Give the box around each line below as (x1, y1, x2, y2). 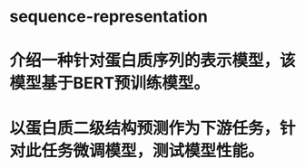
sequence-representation (9, 6, 209, 27)
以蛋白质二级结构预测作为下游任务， (9, 117, 280, 138)
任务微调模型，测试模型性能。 (41, 140, 265, 161)
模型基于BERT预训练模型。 (9, 73, 211, 94)
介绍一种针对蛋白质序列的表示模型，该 (9, 51, 297, 71)
